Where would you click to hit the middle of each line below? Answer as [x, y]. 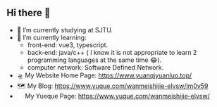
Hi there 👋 [29, 13]
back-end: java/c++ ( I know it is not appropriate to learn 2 [112, 52]
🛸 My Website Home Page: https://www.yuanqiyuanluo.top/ [104, 75]
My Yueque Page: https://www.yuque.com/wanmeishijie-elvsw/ [118, 96]
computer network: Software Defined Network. [95, 67]
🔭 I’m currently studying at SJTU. [65, 30]
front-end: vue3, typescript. [68, 45]
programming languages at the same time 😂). [94, 60]
